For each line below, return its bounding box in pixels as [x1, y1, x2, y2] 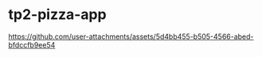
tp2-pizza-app [8, 6, 107, 24]
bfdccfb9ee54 [8, 40, 56, 49]
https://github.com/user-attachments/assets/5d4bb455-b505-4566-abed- [8, 32, 254, 41]
